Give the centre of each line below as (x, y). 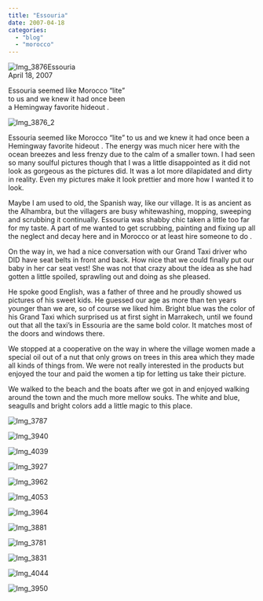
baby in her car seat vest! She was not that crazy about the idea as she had (130, 269)
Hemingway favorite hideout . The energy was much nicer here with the (124, 146)
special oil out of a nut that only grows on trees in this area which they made (131, 357)
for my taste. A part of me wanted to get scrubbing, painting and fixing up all (132, 228)
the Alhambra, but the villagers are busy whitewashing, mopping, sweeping (130, 211)
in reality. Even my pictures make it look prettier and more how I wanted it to (131, 180)
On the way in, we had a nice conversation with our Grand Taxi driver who (128, 251)
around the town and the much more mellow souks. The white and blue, (124, 398)
